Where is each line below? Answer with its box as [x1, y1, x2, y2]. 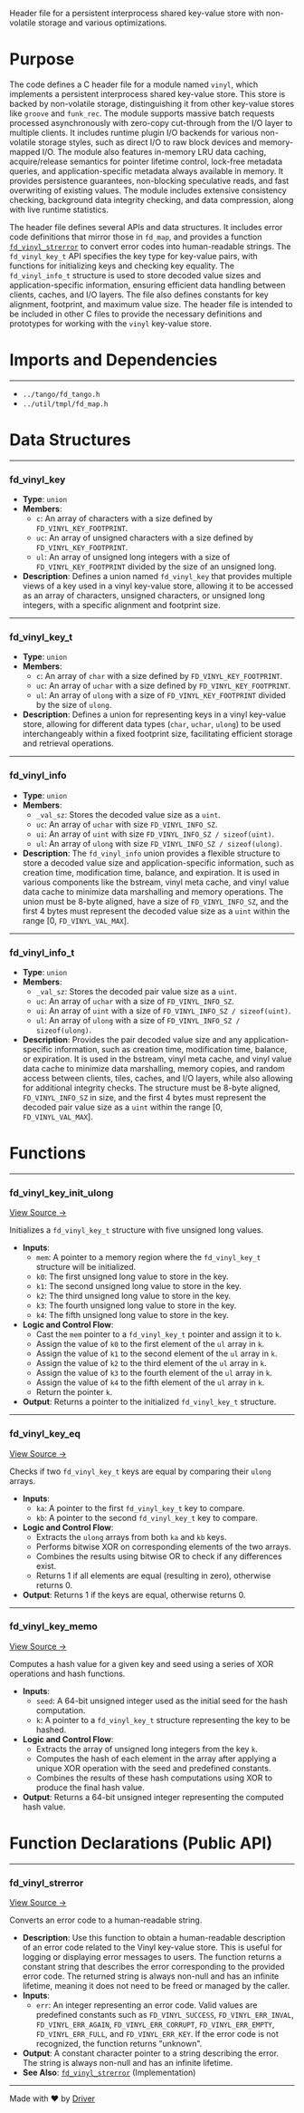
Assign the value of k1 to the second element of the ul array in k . [35, 1348, 278, 1359]
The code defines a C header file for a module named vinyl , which [9, 79, 259, 90]
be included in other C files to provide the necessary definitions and [9, 308, 262, 319]
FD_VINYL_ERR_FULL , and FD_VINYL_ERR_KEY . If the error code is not [35, 2029, 279, 2040]
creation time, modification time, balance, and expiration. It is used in [22, 867, 280, 877]
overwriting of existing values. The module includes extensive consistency [9, 185, 287, 196]
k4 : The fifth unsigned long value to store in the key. [35, 1310, 229, 1321]
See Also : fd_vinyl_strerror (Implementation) [22, 2067, 196, 2079]
